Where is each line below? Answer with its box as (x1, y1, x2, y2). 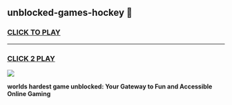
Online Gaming (7, 89, 51, 97)
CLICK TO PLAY (7, 28, 61, 37)
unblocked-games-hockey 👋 (7, 7, 133, 19)
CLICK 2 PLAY (7, 53, 55, 63)
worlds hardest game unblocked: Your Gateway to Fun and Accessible (7, 82, 213, 90)
